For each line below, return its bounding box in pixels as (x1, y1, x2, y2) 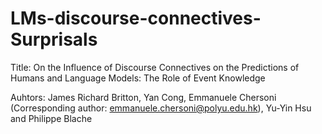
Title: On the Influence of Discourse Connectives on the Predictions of (10, 61, 300, 73)
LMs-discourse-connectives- (10, 7, 262, 30)
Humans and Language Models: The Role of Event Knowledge (10, 72, 266, 84)
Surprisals (10, 28, 98, 51)
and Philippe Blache (10, 112, 93, 124)
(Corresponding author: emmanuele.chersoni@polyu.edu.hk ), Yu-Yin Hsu (10, 102, 312, 114)
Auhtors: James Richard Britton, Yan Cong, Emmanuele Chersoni (10, 91, 277, 103)
